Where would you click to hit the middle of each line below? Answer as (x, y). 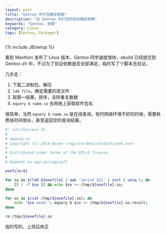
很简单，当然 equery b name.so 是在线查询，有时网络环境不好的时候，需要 (81, 114)
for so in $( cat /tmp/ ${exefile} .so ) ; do (49, 198)
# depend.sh (17, 139)
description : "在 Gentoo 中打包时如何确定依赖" (51, 19)
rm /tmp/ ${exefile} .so (29, 217)
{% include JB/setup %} (30, 47)
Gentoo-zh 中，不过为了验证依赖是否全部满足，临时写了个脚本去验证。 (78, 63)
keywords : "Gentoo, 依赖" (31, 24)
